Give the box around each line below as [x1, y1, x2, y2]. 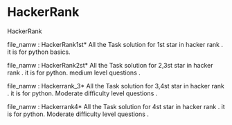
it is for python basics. [7, 48, 71, 56]
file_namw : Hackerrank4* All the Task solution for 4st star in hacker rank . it [7, 102, 225, 110]
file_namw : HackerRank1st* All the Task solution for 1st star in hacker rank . [7, 40, 224, 48]
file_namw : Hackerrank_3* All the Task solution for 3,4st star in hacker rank [7, 81, 225, 90]
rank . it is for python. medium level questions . [7, 68, 141, 77]
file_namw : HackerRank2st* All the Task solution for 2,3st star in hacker [7, 61, 213, 69]
